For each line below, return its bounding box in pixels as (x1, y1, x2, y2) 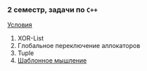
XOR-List (17, 34, 44, 42)
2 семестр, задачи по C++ (7, 5, 98, 15)
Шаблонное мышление (17, 56, 87, 65)
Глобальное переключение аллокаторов (17, 42, 141, 50)
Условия (7, 21, 33, 29)
